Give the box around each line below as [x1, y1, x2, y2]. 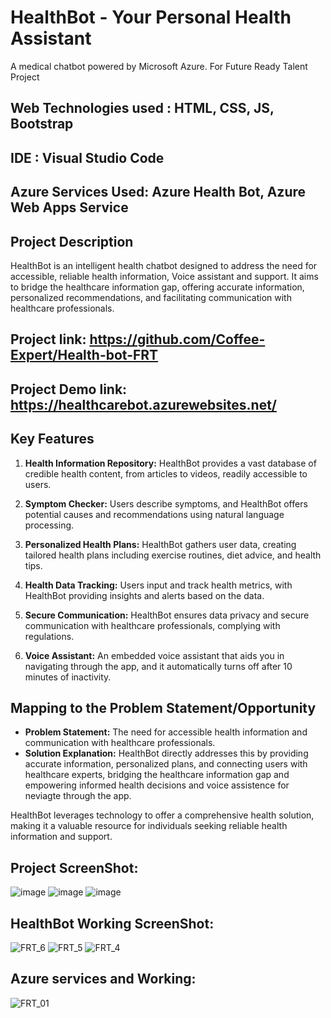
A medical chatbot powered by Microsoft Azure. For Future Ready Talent [10, 60, 308, 72]
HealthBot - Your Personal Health [10, 6, 292, 29]
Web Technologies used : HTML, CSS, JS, [10, 100, 275, 117]
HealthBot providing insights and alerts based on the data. [24, 589, 265, 601]
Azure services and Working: [10, 971, 197, 988]
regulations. [24, 630, 75, 642]
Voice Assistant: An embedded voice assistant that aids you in [24, 649, 285, 661]
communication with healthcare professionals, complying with [24, 619, 281, 631]
